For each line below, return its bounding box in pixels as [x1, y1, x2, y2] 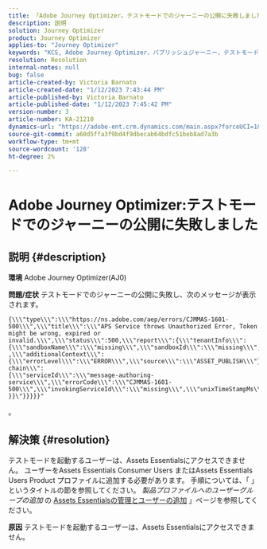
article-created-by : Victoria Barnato [8, 78, 137, 86]
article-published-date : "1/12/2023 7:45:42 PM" [8, 100, 172, 108]
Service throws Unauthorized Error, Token [114, 323, 258, 331]
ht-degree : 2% [8, 152, 56, 160]
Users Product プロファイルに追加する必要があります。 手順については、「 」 [8, 476, 259, 485]
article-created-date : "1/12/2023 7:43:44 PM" [8, 85, 165, 94]
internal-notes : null [8, 64, 80, 72]
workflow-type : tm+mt [8, 137, 80, 146]
